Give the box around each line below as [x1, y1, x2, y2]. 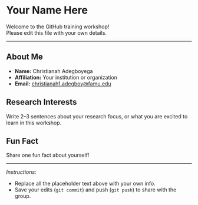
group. [14, 193, 31, 200]
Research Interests [6, 97, 77, 107]
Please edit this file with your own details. [6, 29, 107, 36]
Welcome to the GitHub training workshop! [6, 23, 110, 30]
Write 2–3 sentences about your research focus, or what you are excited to [6, 113, 188, 120]
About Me [6, 52, 43, 62]
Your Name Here [6, 4, 88, 17]
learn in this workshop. [6, 119, 62, 126]
